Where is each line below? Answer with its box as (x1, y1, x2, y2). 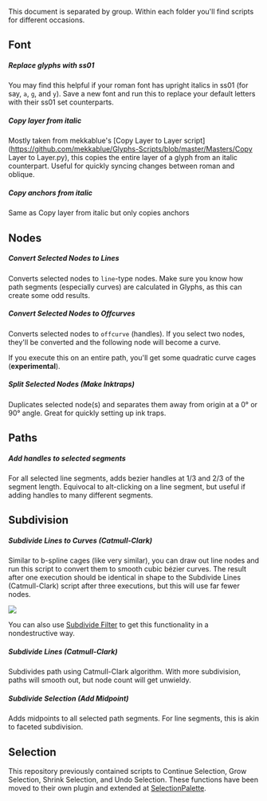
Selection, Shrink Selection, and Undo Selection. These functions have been (8, 775, 259, 784)
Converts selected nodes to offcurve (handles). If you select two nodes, (8, 328, 245, 338)
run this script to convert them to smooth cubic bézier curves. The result (8, 564, 247, 574)
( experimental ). (8, 361, 61, 371)
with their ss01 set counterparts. (8, 97, 114, 107)
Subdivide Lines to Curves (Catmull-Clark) (8, 536, 153, 545)
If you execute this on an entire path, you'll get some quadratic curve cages (8, 352, 257, 362)
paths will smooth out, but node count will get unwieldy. (8, 675, 191, 685)
